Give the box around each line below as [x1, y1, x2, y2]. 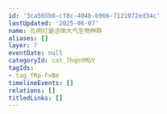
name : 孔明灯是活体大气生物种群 [8, 26, 102, 35]
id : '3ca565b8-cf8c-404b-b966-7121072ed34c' [8, 11, 161, 20]
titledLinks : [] [8, 94, 63, 102]
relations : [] [8, 86, 56, 95]
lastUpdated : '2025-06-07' [8, 19, 99, 27]
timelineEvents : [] [8, 79, 74, 87]
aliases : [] [8, 34, 48, 43]
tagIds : [8, 64, 35, 72]
